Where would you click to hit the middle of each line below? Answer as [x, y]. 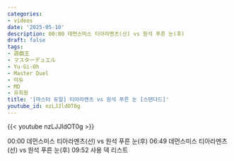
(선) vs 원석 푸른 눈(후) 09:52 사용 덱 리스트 [68, 150]
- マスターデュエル [32, 60]
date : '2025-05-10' [36, 27]
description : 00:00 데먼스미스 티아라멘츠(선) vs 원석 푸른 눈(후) [96, 34]
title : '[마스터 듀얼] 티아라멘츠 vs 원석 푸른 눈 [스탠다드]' [88, 100]
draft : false [27, 40]
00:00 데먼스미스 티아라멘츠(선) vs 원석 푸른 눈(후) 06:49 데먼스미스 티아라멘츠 [117, 141]
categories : [25, 14]
